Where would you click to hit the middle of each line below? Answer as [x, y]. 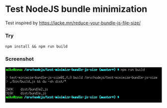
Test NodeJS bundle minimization [76, 9]
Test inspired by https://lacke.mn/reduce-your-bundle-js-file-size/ [73, 23]
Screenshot [19, 59]
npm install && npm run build [37, 47]
